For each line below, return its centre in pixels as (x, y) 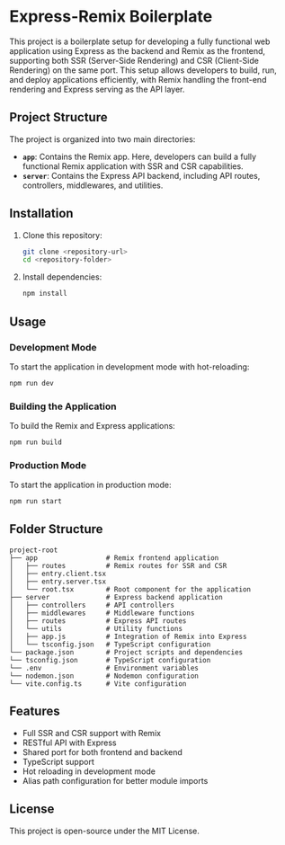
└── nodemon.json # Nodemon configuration (104, 676)
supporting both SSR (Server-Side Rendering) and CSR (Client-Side (134, 60)
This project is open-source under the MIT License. (105, 831)
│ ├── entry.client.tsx (58, 574)
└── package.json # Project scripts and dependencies (126, 652)
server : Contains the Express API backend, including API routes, (141, 175)
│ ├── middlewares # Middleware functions (102, 613)
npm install (45, 294)
